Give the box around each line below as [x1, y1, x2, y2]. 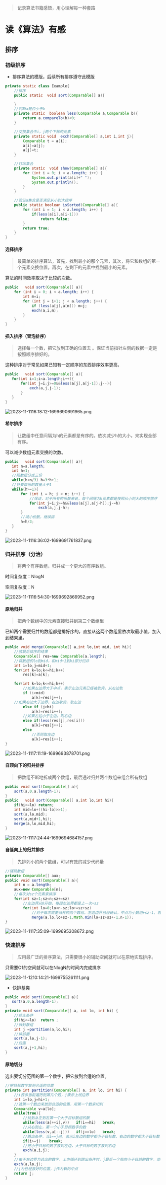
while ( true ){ [14, 1111, 41, 1116]
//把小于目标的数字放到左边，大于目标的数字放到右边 [23, 1143, 116, 1148]
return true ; [23, 225, 50, 230]
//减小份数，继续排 [20, 515, 55, 519]
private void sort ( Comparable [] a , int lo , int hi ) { [5, 1008, 119, 1014]
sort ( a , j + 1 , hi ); [14, 1045, 48, 1050]
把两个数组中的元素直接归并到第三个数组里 [17, 618, 104, 624]
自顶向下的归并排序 [5, 762, 44, 768]
